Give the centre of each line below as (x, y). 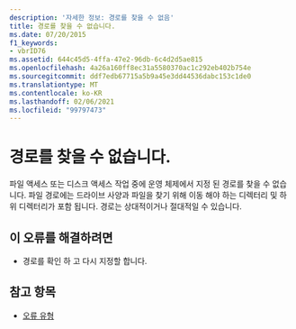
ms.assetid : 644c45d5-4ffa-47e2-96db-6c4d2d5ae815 (106, 59)
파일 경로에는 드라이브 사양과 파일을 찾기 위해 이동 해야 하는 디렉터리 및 (153, 196)
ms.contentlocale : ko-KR (56, 93)
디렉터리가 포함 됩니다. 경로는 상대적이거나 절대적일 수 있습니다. (130, 206)
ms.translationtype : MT (54, 85)
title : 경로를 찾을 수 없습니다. (63, 26)
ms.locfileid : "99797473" (58, 110)
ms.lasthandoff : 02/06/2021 (62, 101)
